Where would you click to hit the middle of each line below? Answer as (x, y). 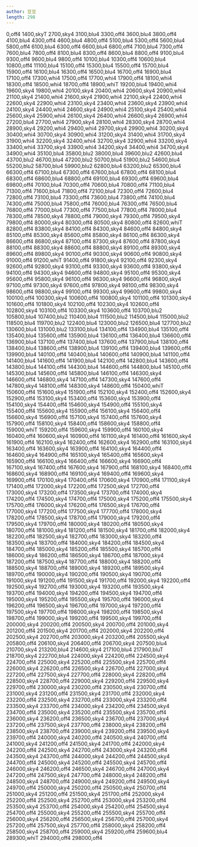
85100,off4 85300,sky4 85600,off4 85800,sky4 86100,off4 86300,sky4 (93, 235)
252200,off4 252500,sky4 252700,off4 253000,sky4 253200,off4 (86, 800)
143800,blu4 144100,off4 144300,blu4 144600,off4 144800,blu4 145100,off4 (99, 366)
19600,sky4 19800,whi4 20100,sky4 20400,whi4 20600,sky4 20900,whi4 (96, 90)
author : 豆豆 (21, 12)
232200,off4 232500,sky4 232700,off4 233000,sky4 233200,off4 (87, 700)
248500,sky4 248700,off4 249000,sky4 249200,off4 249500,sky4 (88, 781)
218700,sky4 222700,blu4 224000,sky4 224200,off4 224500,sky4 (88, 655)
